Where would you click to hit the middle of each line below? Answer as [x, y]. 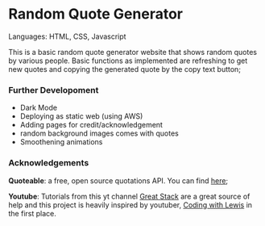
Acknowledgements [49, 163]
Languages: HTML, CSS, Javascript [67, 36]
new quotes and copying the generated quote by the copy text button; [125, 69]
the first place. [32, 213]
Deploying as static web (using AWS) [81, 116]
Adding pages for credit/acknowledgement [91, 125]
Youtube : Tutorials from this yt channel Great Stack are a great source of [129, 196]
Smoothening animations [61, 142]
